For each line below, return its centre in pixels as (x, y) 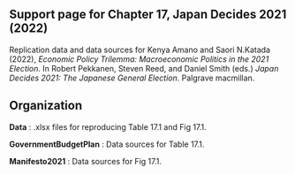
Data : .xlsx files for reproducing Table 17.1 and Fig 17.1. (108, 126)
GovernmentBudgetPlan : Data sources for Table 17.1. (107, 144)
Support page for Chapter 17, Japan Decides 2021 (148, 15)
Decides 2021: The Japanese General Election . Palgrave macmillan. (132, 78)
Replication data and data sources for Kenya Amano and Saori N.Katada (140, 49)
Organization (45, 106)
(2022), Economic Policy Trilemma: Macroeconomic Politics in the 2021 (139, 59)
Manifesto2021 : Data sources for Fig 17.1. (85, 161)
